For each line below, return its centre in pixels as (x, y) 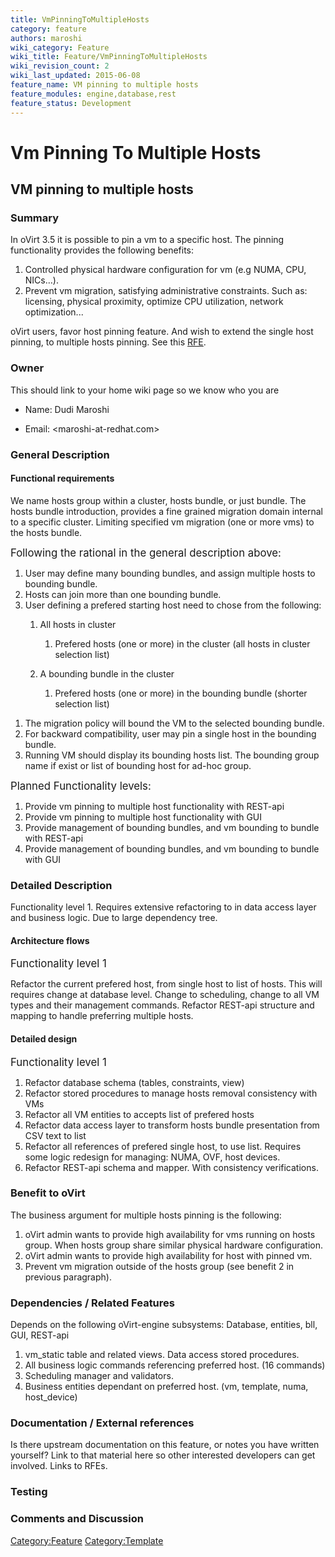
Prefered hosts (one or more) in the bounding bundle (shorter (181, 693)
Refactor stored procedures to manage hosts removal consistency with (171, 1093)
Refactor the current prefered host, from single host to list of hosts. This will (166, 984)
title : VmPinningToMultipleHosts (80, 19)
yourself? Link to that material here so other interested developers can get (163, 1455)
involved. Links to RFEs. (59, 1466)
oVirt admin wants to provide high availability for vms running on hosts (170, 1234)
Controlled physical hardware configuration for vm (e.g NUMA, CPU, (165, 270)
